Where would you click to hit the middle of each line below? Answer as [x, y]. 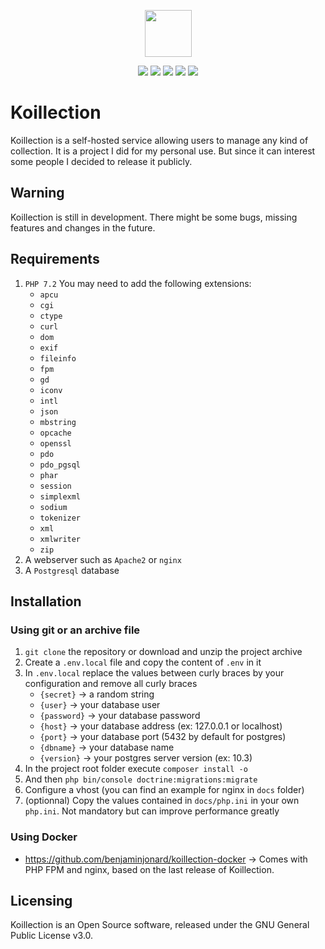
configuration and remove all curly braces [111, 684]
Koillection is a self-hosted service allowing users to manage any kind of [159, 140]
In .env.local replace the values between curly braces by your [154, 673]
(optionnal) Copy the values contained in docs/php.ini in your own [162, 801]
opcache [55, 433]
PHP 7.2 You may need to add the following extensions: [138, 283]
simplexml [60, 496]
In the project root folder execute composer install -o [136, 769]
